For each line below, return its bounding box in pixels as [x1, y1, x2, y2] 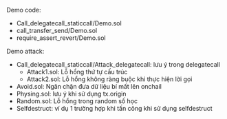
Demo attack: [6, 47, 45, 55]
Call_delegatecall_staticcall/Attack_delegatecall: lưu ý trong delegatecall [16, 61, 221, 68]
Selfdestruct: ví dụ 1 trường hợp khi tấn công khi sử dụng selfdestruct [16, 105, 213, 112]
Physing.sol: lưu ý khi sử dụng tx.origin [16, 89, 127, 98]
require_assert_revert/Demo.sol [16, 34, 106, 42]
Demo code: [6, 6, 42, 14]
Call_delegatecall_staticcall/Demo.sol [16, 19, 122, 27]
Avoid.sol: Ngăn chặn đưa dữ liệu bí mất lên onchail [16, 83, 162, 90]
